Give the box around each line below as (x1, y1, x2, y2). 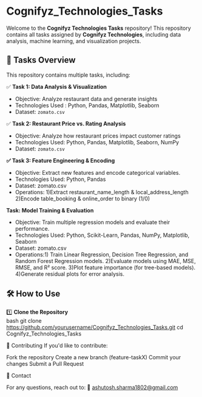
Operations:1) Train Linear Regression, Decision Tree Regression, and (15, 251, 189, 258)
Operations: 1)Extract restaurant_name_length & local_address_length (15, 188, 189, 195)
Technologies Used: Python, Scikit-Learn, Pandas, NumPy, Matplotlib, (15, 231, 190, 239)
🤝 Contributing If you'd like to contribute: (6, 342, 108, 349)
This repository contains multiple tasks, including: (6, 71, 130, 79)
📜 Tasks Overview (6, 55, 76, 65)
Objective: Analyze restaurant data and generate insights (15, 95, 158, 102)
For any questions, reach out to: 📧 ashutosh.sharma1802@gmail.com (6, 384, 178, 391)
